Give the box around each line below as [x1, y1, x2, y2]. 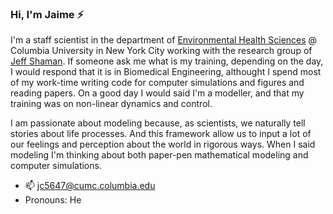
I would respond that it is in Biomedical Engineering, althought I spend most [10, 66, 322, 78]
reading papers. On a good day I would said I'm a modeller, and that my [10, 87, 305, 99]
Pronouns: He [24, 194, 82, 206]
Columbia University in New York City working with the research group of [10, 45, 313, 57]
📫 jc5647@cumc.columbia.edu [24, 180, 156, 192]
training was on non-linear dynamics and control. [10, 98, 213, 110]
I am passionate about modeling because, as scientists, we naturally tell [10, 117, 306, 129]
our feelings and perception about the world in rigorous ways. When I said [10, 138, 316, 151]
